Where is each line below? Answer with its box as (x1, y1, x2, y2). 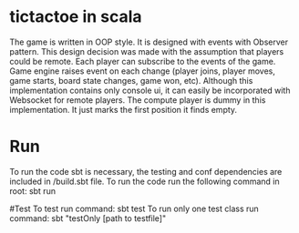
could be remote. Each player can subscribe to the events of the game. (9, 56, 276, 66)
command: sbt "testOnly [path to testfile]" (9, 212, 167, 224)
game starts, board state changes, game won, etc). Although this (9, 75, 253, 86)
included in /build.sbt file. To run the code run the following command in (9, 176, 280, 187)
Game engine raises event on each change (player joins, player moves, (9, 66, 276, 76)
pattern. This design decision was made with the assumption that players (9, 46, 284, 56)
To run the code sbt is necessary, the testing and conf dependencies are (9, 166, 283, 177)
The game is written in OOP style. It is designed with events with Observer (9, 36, 289, 47)
